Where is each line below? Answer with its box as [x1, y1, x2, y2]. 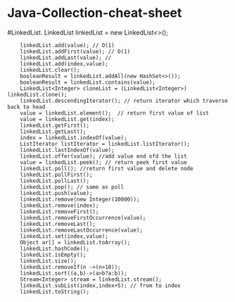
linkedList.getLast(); [20, 128, 87, 135]
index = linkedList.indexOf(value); [20, 134, 128, 141]
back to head [7, 103, 46, 111]
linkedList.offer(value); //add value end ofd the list [20, 153, 188, 160]
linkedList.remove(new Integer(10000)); [20, 196, 140, 203]
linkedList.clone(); [7, 91, 68, 98]
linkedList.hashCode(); [20, 245, 90, 252]
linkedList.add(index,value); [20, 60, 109, 68]
